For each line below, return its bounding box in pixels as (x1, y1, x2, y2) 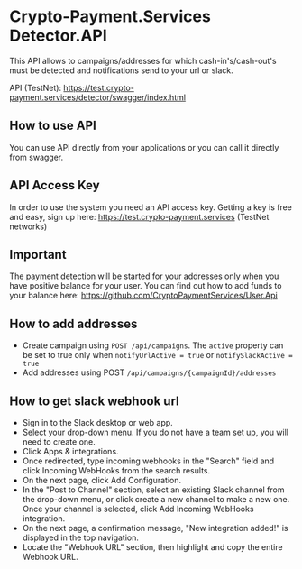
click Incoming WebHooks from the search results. (22, 465, 210, 475)
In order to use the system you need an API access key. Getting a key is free (9, 201, 293, 213)
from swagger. (9, 151, 64, 162)
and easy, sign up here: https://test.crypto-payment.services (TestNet (9, 211, 270, 222)
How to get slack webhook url (9, 393, 179, 408)
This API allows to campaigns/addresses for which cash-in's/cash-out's (9, 55, 277, 66)
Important (9, 246, 67, 262)
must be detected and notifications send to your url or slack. (9, 65, 234, 76)
